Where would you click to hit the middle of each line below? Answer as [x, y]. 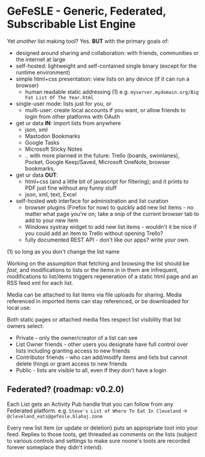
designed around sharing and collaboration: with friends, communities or [107, 52]
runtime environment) [43, 72]
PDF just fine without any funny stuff [71, 188]
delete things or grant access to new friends [71, 364]
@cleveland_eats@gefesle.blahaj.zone [55, 416]
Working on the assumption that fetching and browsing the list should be [98, 263]
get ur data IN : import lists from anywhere [68, 123]
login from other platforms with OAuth [72, 117]
